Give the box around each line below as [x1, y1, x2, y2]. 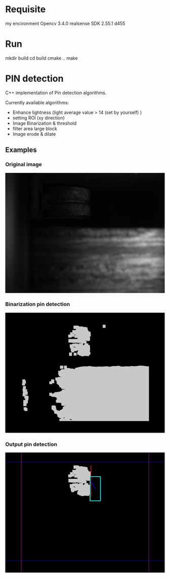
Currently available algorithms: [5, 99, 69, 105]
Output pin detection [5, 441, 57, 448]
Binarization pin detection [5, 301, 70, 308]
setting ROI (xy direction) [12, 114, 65, 120]
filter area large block [12, 126, 57, 132]
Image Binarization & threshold [12, 120, 77, 126]
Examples [5, 146, 37, 155]
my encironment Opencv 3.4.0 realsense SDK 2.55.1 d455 [5, 20, 125, 26]
